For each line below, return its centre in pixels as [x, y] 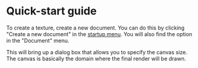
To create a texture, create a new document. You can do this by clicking [96, 28]
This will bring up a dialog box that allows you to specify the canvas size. [97, 52]
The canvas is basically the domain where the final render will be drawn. [96, 58]
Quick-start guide [52, 11]
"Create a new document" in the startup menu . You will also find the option [99, 34]
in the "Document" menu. [38, 40]
